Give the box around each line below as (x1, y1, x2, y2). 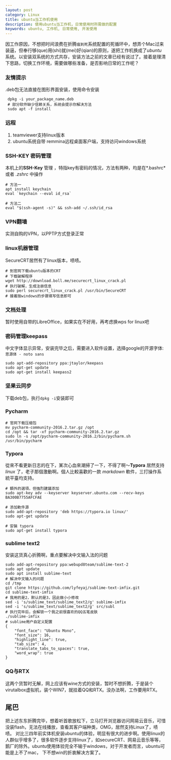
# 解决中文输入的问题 (5, 576, 44, 582)
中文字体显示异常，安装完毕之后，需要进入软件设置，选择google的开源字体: (5, 345, 164, 351)
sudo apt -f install (7, 106, 51, 112)
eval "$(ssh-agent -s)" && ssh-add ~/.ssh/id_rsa (5, 206, 113, 211)
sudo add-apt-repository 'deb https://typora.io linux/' (5, 510, 129, 515)
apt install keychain (5, 187, 51, 192)
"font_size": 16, (14, 633, 51, 638)
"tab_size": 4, (14, 642, 47, 647)
